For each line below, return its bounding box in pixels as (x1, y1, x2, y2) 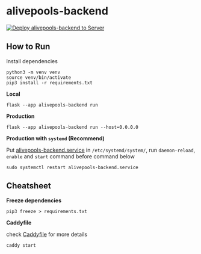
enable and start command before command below (6, 152, 135, 160)
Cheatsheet (6, 181, 51, 191)
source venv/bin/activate (6, 74, 71, 81)
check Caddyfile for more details (6, 231, 88, 238)
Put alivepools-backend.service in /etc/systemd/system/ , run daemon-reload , (6, 146, 196, 153)
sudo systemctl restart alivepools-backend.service (6, 164, 138, 170)
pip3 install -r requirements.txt (6, 79, 93, 85)
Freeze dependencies (6, 197, 62, 204)
